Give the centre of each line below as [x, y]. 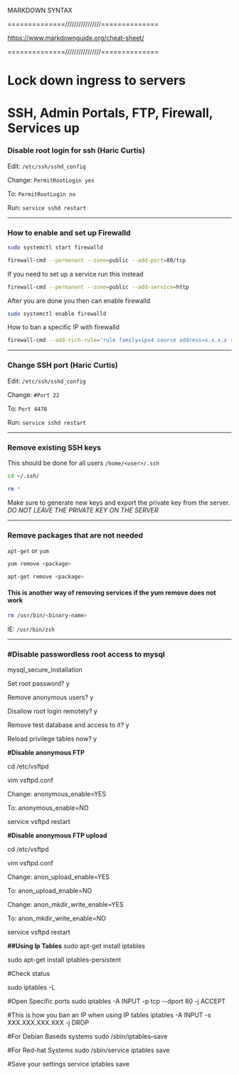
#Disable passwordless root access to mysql [86, 654]
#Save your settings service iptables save [69, 1064]
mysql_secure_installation [45, 670]
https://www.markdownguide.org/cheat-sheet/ [76, 38]
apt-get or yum [28, 550]
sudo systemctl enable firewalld [57, 314]
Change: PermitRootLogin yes [51, 180]
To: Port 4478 [27, 408]
